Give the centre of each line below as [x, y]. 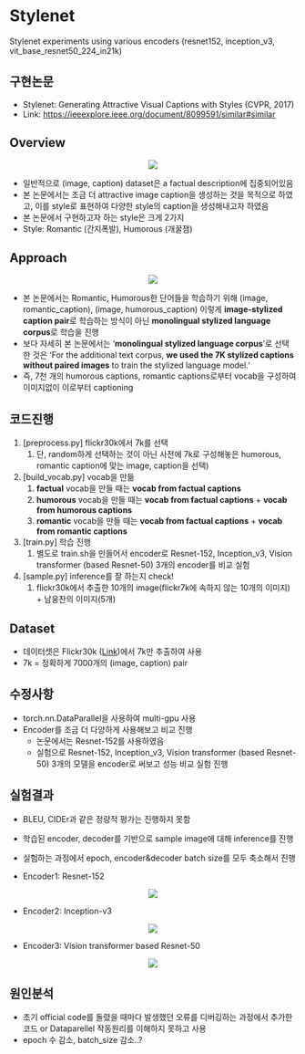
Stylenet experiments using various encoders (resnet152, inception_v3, [142, 41]
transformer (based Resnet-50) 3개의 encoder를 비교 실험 [143, 565]
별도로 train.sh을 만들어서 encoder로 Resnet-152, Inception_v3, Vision [164, 554]
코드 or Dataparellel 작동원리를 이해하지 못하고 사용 [114, 1028]
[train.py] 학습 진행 [56, 542]
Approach [38, 258]
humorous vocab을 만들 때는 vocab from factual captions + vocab [162, 500]
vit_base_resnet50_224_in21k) [66, 50]
